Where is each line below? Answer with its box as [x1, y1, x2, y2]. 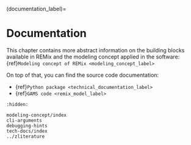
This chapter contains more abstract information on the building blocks [6, 46, 185, 54]
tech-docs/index [6, 128, 48, 134]
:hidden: [6, 101, 29, 107]
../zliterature [6, 133, 45, 140]
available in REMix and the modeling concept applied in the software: [6, 53, 180, 60]
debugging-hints [6, 122, 48, 129]
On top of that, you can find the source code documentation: [6, 71, 159, 79]
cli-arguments [6, 117, 43, 124]
